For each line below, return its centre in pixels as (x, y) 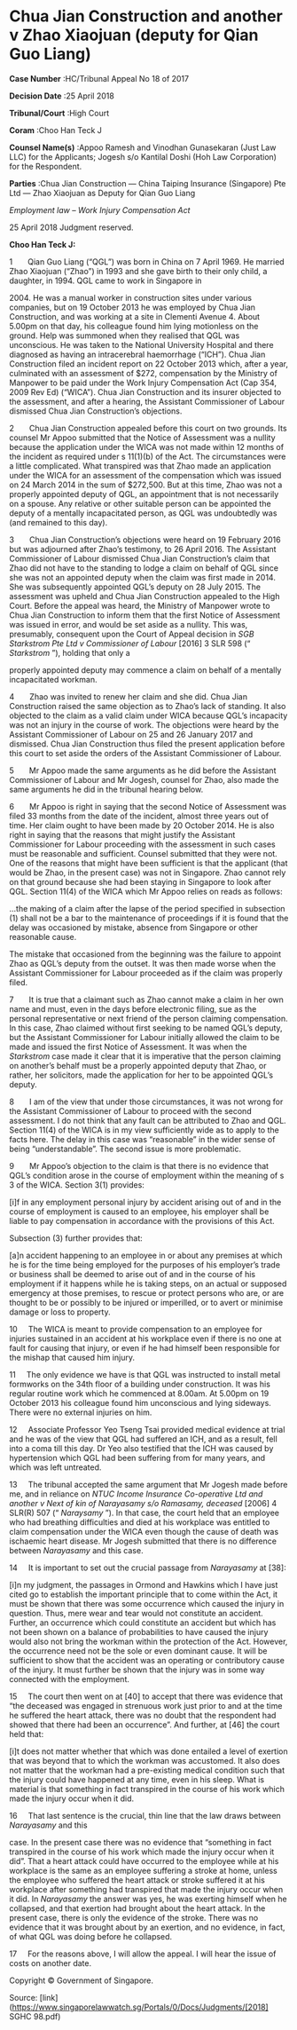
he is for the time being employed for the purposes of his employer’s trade (145, 1264)
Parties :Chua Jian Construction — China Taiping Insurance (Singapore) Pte (148, 183)
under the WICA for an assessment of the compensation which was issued (145, 475)
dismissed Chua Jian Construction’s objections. (96, 411)
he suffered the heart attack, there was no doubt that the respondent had (143, 1715)
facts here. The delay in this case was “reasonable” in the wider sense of (142, 1139)
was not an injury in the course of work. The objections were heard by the (144, 724)
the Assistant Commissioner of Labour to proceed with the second (130, 1110)
